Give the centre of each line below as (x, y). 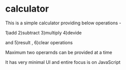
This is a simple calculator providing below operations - (63, 23)
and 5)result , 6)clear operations (39, 42)
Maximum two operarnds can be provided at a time (59, 52)
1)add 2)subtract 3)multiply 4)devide (44, 32)
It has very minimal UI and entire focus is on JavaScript (63, 62)
